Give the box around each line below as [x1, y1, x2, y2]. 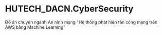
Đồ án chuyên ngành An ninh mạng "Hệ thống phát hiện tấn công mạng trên [5, 19, 158, 25]
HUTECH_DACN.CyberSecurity [5, 3, 134, 14]
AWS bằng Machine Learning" [5, 24, 66, 30]
